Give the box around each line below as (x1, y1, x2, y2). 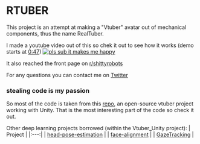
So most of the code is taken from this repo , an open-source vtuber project (6, 100, 194, 107)
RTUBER (6, 4, 49, 17)
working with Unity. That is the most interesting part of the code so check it (6, 107, 195, 114)
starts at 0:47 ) (6, 48, 42, 55)
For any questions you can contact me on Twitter (6, 71, 128, 78)
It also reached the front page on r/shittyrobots (6, 60, 123, 67)
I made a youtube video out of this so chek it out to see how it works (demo (6, 42, 195, 49)
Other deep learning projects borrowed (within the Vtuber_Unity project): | (6, 125, 191, 132)
